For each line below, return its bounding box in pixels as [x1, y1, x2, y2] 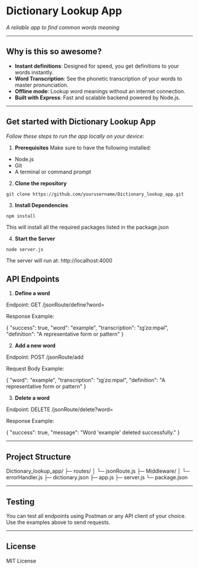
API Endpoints [6, 274, 60, 284]
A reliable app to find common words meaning [6, 24, 120, 31]
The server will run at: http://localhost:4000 [6, 257, 113, 264]
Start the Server [14, 235, 55, 242]
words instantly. [14, 68, 54, 75]
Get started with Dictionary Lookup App [6, 117, 156, 127]
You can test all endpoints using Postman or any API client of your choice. [6, 513, 187, 519]
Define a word [14, 290, 50, 297]
